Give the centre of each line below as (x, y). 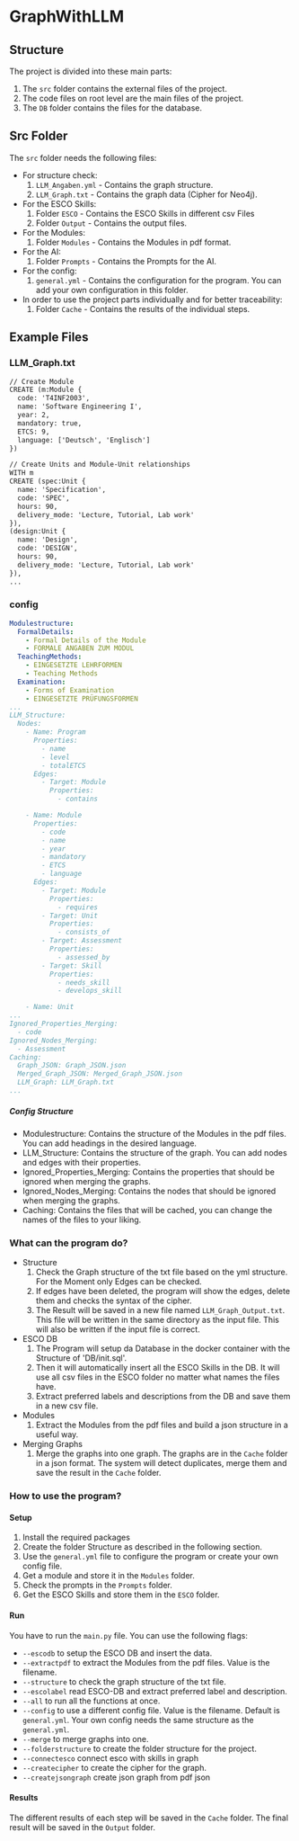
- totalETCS (64, 765)
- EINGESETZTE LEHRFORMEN (74, 666)
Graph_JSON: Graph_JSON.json (72, 1066)
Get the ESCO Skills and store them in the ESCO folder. (121, 1595)
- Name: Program (56, 732)
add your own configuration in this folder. (112, 290)
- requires (78, 907)
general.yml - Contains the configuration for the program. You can (158, 280)
